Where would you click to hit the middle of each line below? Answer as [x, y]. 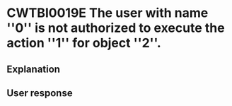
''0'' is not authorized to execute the [116, 28]
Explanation [34, 69]
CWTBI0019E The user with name [108, 13]
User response [40, 93]
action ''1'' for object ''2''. [84, 43]
